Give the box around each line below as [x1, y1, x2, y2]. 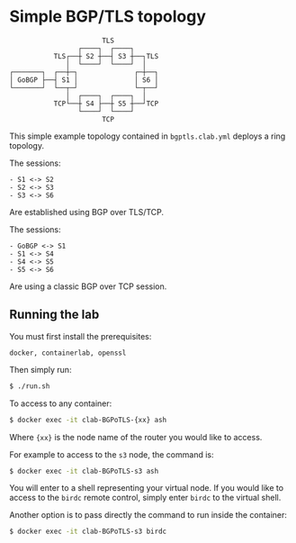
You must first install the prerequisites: [9, 330, 152, 341]
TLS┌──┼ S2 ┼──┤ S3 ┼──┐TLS [53, 51, 159, 60]
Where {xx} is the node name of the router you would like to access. [9, 431, 263, 442]
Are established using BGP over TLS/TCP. [9, 206, 165, 217]
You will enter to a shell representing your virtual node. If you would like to [9, 483, 284, 493]
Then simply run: [9, 364, 72, 375]
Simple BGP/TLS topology [9, 6, 207, 27]
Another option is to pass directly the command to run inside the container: [9, 510, 288, 520]
